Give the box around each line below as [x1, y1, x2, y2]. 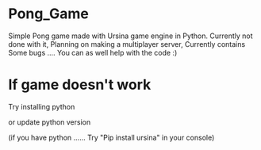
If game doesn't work [8, 76, 152, 94]
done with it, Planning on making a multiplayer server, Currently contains [8, 39, 246, 48]
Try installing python [8, 102, 75, 111]
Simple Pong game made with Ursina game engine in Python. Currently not [8, 31, 253, 40]
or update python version [8, 117, 91, 127]
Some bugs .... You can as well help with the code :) [8, 48, 178, 57]
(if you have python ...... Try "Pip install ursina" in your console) [8, 133, 215, 142]
